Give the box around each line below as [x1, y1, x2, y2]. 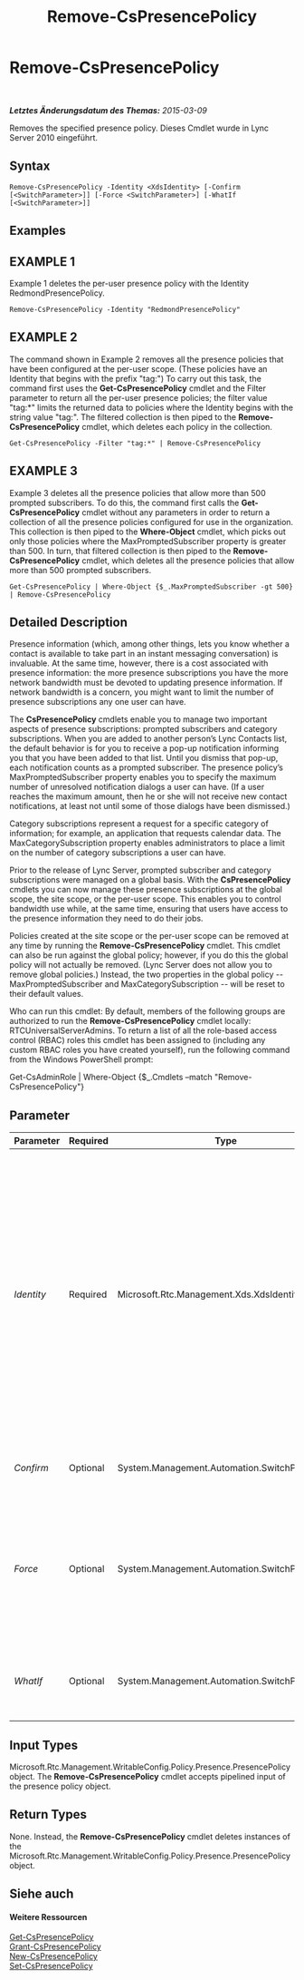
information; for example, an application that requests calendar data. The [9, 828, 282, 839]
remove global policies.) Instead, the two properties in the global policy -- [9, 969, 283, 980]
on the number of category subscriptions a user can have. [9, 847, 226, 858]
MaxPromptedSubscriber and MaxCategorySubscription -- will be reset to [9, 979, 285, 990]
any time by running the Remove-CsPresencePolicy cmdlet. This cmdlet [9, 941, 280, 951]
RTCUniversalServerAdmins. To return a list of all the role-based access [9, 1025, 278, 1036]
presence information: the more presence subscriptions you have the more [9, 668, 289, 678]
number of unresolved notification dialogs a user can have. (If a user [9, 782, 265, 793]
